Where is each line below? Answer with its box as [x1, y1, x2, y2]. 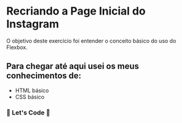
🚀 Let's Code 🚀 [6, 108, 51, 116]
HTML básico [15, 87, 49, 94]
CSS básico [15, 93, 44, 101]
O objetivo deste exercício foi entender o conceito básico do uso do [6, 37, 177, 44]
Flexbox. [6, 44, 28, 51]
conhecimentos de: [6, 71, 82, 81]
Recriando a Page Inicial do [6, 4, 146, 18]
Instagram [6, 17, 60, 31]
